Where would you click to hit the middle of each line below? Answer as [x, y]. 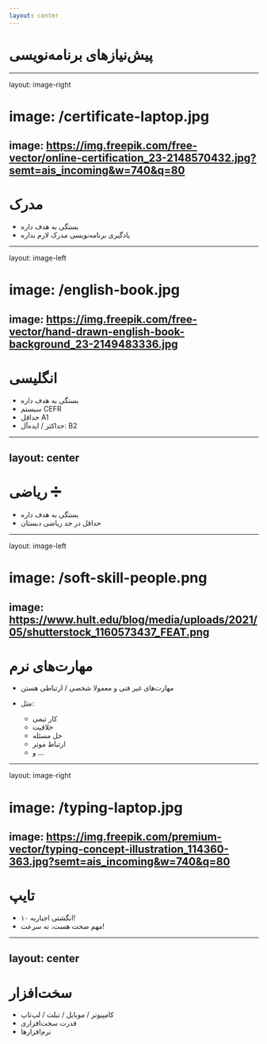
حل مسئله [47, 736]
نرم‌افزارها [36, 1032]
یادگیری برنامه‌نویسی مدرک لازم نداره [75, 235]
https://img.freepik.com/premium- [134, 837]
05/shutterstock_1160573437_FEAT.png [109, 632]
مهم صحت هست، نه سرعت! [63, 926]
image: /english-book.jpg [95, 290]
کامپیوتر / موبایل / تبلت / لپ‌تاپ [67, 1015]
